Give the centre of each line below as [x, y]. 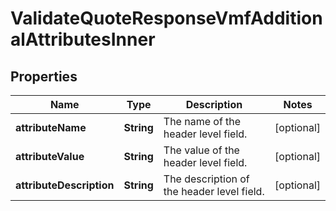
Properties [44, 76]
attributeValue [50, 156]
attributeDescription [65, 185]
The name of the [202, 121]
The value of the [201, 150]
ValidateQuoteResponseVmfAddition [166, 18]
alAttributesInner [83, 39]
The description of [206, 179]
